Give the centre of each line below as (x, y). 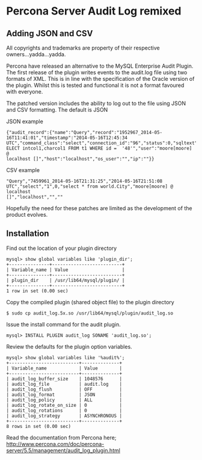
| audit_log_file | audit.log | (64, 384)
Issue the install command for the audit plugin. (64, 324)
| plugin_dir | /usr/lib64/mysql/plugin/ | (66, 280)
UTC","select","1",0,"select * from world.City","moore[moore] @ (90, 187)
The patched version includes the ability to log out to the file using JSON (96, 103)
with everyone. (25, 91)
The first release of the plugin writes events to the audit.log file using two (97, 72)
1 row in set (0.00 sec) (37, 291)
